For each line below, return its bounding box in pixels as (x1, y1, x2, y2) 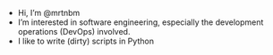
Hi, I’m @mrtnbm (17, 8, 81, 18)
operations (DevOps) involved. (17, 27, 131, 36)
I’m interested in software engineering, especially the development (17, 17, 264, 27)
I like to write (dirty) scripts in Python (17, 35, 155, 46)
